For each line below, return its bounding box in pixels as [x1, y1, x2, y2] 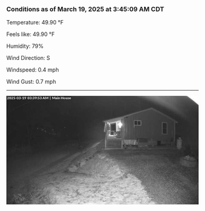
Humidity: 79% [6, 42, 44, 50]
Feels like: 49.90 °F [6, 31, 55, 38]
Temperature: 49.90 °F [6, 19, 64, 26]
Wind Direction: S [6, 54, 51, 62]
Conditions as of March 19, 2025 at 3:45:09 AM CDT [6, 5, 165, 13]
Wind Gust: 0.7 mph [6, 78, 56, 86]
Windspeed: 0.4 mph [6, 66, 59, 73]
